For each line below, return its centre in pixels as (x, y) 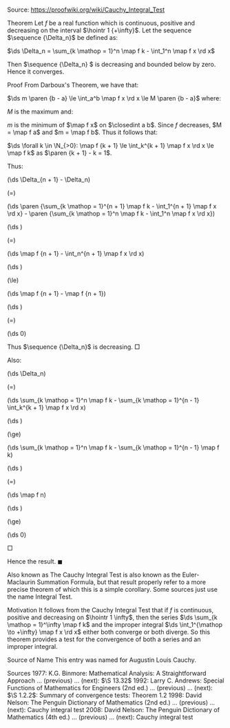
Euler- (191, 575)
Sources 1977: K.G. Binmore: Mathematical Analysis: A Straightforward (107, 674)
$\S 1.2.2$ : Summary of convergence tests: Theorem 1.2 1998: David (105, 695)
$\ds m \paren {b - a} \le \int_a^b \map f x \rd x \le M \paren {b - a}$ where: (114, 98)
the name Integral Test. (40, 597)
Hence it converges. (36, 72)
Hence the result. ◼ (35, 561)
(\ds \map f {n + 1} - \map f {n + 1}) (57, 294)
